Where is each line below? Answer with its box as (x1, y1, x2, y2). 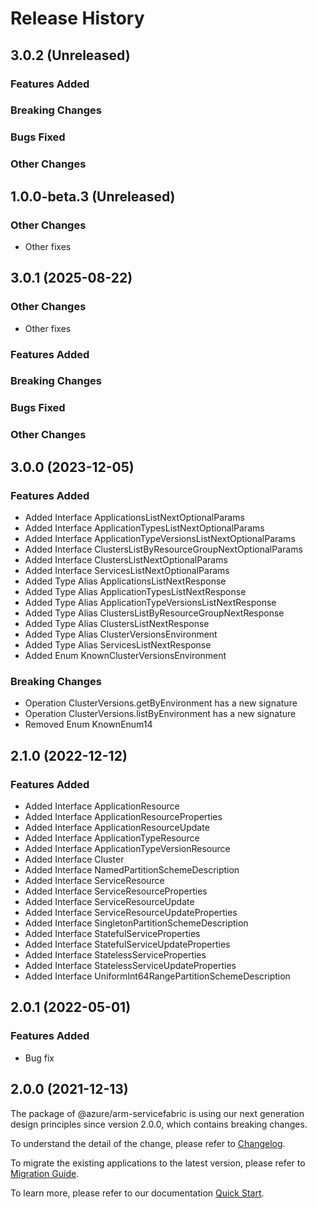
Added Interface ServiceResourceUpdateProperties (24, 907, 238, 918)
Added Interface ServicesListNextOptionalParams (24, 565, 230, 577)
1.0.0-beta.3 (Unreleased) (10, 188, 176, 205)
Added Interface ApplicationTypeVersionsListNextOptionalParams (24, 533, 296, 545)
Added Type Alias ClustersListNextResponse (24, 618, 210, 630)
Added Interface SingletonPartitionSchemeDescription (24, 917, 249, 929)
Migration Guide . (10, 1167, 80, 1179)
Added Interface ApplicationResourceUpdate (24, 822, 210, 833)
